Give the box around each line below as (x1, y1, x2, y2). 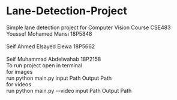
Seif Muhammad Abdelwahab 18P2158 (6, 55, 101, 62)
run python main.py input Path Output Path (6, 74, 112, 82)
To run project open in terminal (6, 61, 83, 69)
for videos (6, 80, 32, 87)
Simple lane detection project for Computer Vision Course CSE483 (6, 24, 171, 31)
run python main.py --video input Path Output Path (6, 87, 132, 94)
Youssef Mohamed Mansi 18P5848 (6, 30, 92, 37)
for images (6, 68, 33, 75)
